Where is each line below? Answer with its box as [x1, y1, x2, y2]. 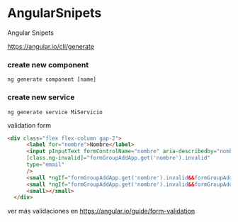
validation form [7, 121, 52, 129]
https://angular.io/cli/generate [7, 42, 94, 50]
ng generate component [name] [7, 76, 97, 83]
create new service [7, 92, 75, 102]
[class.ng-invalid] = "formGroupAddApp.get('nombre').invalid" [25, 155, 211, 162]
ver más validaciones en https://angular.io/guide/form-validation [7, 207, 195, 216]
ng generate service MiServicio [7, 109, 103, 116]
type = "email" [25, 161, 65, 168]
